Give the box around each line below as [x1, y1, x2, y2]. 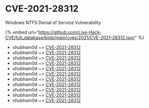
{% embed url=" [5, 29, 39, 35]
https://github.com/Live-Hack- [38, 29, 102, 35]
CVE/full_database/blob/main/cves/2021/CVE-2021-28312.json [5, 34, 135, 40]
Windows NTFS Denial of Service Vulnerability [5, 19, 101, 25]
